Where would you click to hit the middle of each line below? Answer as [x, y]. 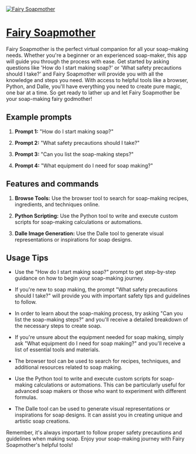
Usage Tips [27, 258]
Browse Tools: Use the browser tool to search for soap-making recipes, [102, 198]
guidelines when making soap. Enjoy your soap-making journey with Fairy [95, 439]
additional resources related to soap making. [68, 367]
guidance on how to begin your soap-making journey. [80, 278]
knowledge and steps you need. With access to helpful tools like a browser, [97, 80]
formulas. [26, 397]
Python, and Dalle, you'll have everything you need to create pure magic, [94, 86]
